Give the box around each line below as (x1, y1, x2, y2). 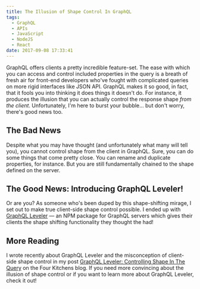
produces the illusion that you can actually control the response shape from (6, 95, 192, 102)
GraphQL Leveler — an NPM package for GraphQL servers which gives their (6, 212, 193, 219)
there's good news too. (6, 108, 63, 115)
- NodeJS (11, 36, 33, 42)
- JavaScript (11, 31, 44, 37)
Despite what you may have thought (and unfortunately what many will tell (6, 141, 188, 148)
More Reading (6, 236, 60, 246)
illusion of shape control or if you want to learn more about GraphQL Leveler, (6, 271, 194, 278)
